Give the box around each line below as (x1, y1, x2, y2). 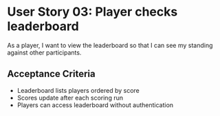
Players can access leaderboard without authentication (16, 100, 174, 109)
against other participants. (7, 48, 82, 57)
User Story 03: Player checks (7, 4, 178, 20)
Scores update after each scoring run (16, 93, 124, 102)
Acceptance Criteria (7, 68, 96, 80)
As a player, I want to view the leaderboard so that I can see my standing (7, 41, 213, 49)
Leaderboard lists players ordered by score (16, 86, 140, 94)
